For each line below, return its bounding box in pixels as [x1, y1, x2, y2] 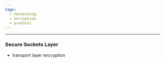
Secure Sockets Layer [5, 41, 58, 48]
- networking [9, 12, 36, 16]
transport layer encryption [12, 52, 65, 58]
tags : [5, 7, 16, 12]
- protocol [9, 20, 32, 26]
